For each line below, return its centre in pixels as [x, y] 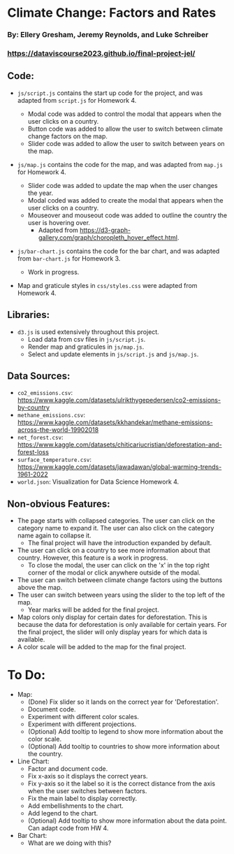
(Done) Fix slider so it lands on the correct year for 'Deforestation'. [123, 702]
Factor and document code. [68, 769]
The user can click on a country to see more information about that [114, 551]
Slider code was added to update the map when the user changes [123, 185]
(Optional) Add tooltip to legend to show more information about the [125, 732]
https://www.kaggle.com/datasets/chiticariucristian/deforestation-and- [119, 444]
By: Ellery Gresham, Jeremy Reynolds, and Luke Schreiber [108, 35]
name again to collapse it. [54, 535]
